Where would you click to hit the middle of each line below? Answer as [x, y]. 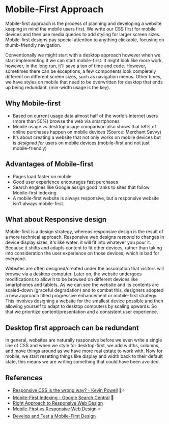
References [24, 378]
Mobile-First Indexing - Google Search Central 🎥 [63, 398]
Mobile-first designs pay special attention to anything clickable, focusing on [85, 40]
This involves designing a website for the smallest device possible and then [84, 301]
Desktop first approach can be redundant [72, 328]
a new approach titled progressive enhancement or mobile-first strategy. [81, 296]
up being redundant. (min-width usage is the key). [58, 87]
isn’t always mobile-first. [38, 203]
